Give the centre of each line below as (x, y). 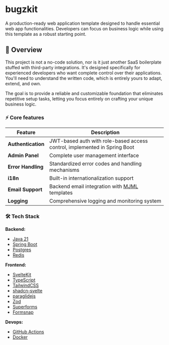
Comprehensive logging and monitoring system (105, 201)
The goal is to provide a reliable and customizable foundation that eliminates (84, 93)
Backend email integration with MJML (94, 186)
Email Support (25, 189)
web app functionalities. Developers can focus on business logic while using (84, 28)
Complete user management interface (94, 156)
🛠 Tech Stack (22, 216)
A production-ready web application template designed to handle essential (82, 23)
